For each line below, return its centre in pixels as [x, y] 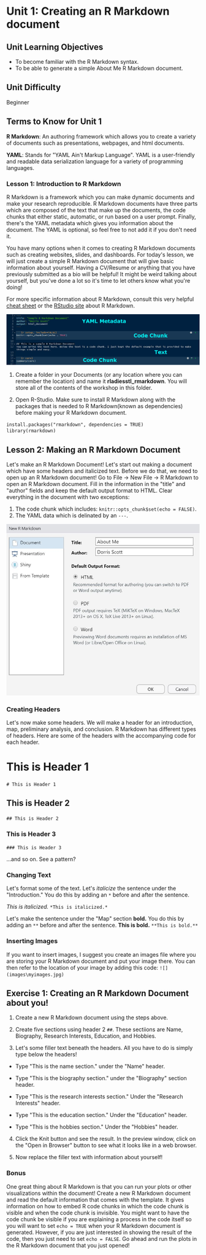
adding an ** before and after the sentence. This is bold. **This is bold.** [102, 925]
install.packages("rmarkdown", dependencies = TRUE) [75, 425]
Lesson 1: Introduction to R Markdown [64, 183]
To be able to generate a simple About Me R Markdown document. [99, 68]
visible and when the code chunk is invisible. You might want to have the [98, 1213]
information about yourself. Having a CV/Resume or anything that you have [101, 268]
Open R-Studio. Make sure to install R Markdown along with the [95, 400]
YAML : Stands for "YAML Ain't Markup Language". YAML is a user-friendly [101, 155]
